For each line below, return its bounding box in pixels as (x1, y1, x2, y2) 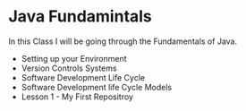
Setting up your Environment (21, 53, 127, 64)
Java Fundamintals (8, 6, 153, 27)
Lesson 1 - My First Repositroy (21, 91, 133, 102)
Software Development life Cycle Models (21, 81, 172, 92)
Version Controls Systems (21, 63, 117, 73)
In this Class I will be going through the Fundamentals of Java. (8, 36, 238, 47)
